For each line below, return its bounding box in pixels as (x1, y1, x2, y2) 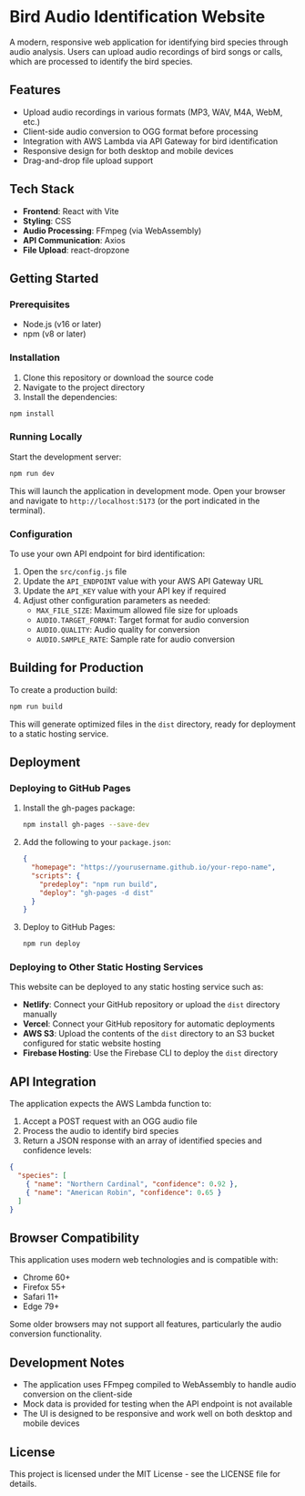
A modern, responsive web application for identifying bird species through (9, 36, 289, 47)
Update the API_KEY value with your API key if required (22, 585, 227, 596)
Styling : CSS (22, 215, 72, 226)
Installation (9, 351, 61, 364)
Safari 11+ (22, 1292, 59, 1303)
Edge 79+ (22, 1301, 60, 1312)
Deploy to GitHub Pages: (22, 922, 116, 933)
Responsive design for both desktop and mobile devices (22, 145, 234, 156)
